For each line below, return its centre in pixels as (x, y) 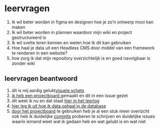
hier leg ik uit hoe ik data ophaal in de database (59, 106)
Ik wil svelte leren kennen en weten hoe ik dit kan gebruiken (71, 42)
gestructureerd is (29, 37)
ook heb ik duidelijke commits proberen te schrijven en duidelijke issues (83, 116)
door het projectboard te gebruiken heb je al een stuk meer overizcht (80, 111)
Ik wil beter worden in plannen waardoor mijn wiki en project (72, 32)
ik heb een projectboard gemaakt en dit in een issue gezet (70, 95)
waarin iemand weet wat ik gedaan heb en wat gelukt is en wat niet (79, 121)
